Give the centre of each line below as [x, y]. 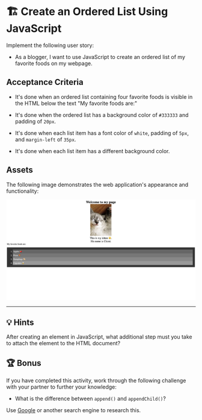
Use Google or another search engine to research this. [74, 410]
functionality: [23, 191]
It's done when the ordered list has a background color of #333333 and [102, 114]
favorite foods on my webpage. [54, 63]
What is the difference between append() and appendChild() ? [90, 399]
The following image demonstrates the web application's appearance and [97, 184]
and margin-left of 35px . [45, 139]
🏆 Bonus [24, 363]
